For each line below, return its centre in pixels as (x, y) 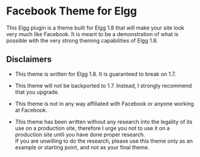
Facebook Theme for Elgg (71, 11)
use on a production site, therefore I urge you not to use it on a (92, 128)
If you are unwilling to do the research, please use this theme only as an (104, 141)
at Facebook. (31, 110)
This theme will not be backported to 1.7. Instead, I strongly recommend (103, 85)
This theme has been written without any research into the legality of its (104, 122)
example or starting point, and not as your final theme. (82, 147)
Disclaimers (29, 59)
